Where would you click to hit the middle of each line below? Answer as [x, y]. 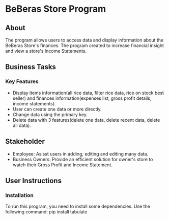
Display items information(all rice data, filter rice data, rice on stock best [88, 93]
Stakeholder [25, 141]
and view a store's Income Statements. [46, 51]
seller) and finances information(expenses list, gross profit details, [82, 98]
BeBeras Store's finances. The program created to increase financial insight [85, 46]
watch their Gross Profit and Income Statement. [63, 165]
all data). [22, 125]
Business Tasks [31, 67]
